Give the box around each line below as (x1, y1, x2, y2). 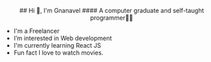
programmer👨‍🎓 (90, 14, 134, 22)
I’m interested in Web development (13, 34, 112, 42)
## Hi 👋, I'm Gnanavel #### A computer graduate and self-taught (19, 7, 204, 14)
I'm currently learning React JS (13, 42, 101, 49)
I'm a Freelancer (13, 27, 60, 35)
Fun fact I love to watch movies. (13, 48, 104, 57)
